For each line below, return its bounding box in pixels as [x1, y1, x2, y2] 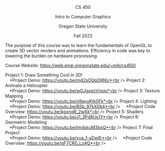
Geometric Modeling [5, 119, 47, 125]
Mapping [5, 93, 23, 99]
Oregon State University [58, 23, 108, 29]
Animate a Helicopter [5, 82, 48, 88]
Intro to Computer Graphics [55, 14, 111, 19]
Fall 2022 [73, 33, 93, 38]
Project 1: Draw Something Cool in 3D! [5, 72, 83, 78]
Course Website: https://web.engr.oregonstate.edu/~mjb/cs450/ [5, 63, 136, 68]
